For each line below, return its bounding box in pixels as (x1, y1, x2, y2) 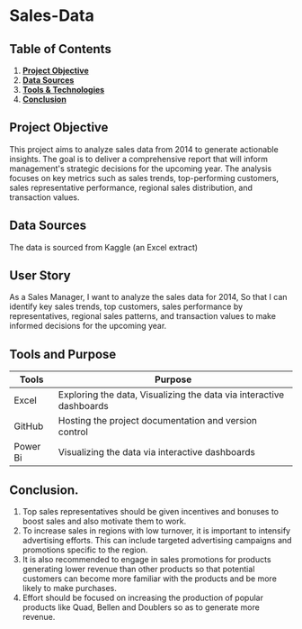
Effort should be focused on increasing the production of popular (22, 592, 263, 604)
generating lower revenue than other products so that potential (22, 564, 255, 575)
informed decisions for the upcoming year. (9, 321, 167, 332)
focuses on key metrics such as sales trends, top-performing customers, (9, 172, 280, 183)
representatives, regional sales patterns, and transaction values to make (9, 311, 277, 322)
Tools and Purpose (9, 346, 117, 361)
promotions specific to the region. (22, 544, 148, 555)
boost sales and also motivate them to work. (22, 515, 187, 527)
